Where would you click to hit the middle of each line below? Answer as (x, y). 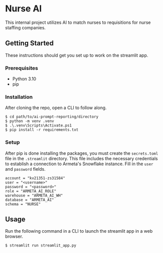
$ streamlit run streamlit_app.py (41, 246)
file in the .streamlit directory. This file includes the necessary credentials (81, 158)
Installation (19, 97)
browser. (14, 237)
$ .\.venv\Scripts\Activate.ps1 (38, 126)
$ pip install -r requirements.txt (42, 130)
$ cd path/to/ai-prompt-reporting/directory (52, 117)
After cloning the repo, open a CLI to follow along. (56, 108)
